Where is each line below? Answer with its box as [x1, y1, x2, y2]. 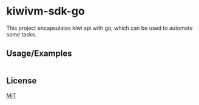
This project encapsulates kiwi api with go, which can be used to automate [6, 24, 193, 32]
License [6, 76, 37, 86]
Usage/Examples [6, 49, 72, 59]
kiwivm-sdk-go [6, 4, 85, 18]
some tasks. [6, 30, 37, 38]
